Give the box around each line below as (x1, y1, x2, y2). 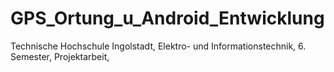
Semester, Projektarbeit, (10, 50, 110, 62)
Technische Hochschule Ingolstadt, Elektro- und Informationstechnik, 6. (10, 40, 307, 52)
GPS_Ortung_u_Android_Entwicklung (10, 7, 325, 30)
